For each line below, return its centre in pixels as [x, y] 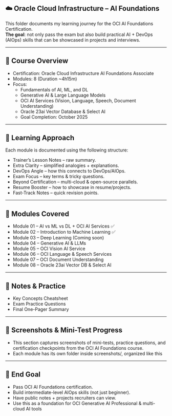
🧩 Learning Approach [40, 138]
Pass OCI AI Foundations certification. [53, 387]
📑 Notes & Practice [36, 286]
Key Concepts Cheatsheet [40, 298]
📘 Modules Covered [37, 214]
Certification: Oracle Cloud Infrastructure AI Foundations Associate [83, 73]
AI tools [34, 409]
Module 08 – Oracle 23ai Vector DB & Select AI [62, 265]
